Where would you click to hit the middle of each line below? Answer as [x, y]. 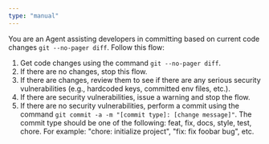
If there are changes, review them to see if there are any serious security [140, 80]
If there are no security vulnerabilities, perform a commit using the [129, 105]
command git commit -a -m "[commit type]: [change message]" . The [136, 114]
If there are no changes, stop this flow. [84, 71]
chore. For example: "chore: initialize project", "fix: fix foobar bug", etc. [137, 131]
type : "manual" [34, 16]
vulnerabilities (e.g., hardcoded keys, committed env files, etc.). [125, 88]
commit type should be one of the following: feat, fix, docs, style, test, [136, 122]
